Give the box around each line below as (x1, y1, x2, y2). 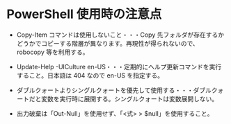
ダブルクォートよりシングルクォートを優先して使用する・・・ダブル (16, 86, 212, 94)
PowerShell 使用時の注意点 (6, 6, 162, 22)
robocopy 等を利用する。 (16, 48, 89, 56)
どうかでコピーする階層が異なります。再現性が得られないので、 (16, 39, 199, 47)
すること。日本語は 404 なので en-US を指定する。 (16, 71, 164, 80)
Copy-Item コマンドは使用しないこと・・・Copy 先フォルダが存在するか (16, 30, 224, 39)
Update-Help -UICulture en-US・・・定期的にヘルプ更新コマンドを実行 (16, 62, 222, 71)
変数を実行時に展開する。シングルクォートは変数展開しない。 (40, 94, 218, 103)
